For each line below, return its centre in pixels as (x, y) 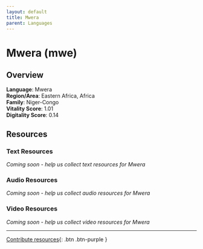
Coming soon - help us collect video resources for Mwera (78, 222)
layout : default (27, 12)
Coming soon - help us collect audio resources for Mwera (78, 193)
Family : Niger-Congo (33, 102)
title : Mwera (23, 17)
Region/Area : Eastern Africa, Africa (51, 96)
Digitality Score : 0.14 (33, 115)
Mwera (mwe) (42, 53)
